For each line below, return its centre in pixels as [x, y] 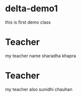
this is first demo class [28, 22]
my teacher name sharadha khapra [41, 56]
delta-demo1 [32, 9]
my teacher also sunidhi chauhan [39, 89]
